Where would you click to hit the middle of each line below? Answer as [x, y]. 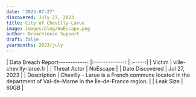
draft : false [23, 40]
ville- [179, 62]
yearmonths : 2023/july [35, 46]
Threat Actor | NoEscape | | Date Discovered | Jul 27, [119, 68]
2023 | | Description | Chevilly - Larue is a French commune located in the [98, 75]
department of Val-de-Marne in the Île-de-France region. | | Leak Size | [95, 81]
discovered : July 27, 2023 [40, 17]
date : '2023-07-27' [31, 12]
